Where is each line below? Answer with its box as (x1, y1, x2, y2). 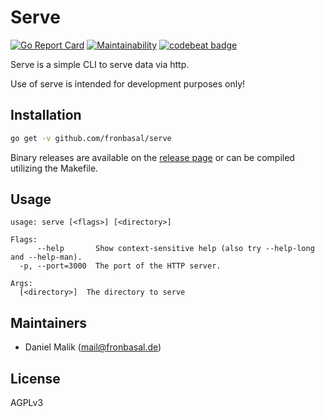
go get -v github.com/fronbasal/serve (10, 133, 172, 143)
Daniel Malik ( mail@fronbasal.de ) (24, 341, 162, 353)
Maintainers (10, 314, 88, 331)
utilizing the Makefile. (10, 162, 99, 174)
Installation (10, 107, 82, 124)
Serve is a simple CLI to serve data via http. (10, 58, 190, 70)
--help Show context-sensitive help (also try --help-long (36, 244, 315, 254)
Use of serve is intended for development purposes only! (10, 77, 246, 90)
